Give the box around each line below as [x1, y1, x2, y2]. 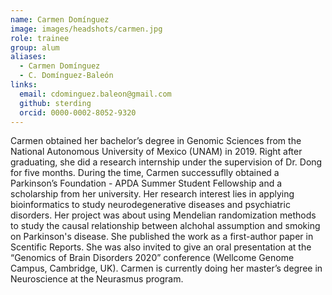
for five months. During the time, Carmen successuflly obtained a [10, 167, 280, 179]
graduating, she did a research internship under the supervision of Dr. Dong [10, 156, 323, 168]
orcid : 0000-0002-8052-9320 [19, 107, 137, 118]
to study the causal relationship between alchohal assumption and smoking [10, 220, 321, 232]
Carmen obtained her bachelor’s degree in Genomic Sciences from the [10, 135, 302, 147]
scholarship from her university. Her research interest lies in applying [10, 188, 295, 200]
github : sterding [19, 98, 92, 108]
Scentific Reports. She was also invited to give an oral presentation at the [10, 241, 312, 253]
